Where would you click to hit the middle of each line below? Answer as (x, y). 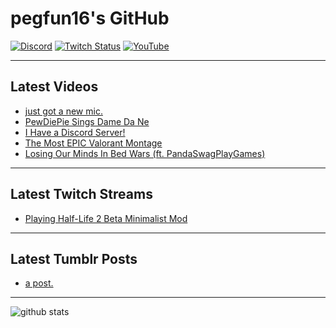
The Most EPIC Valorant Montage (93, 143)
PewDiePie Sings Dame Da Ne (87, 121)
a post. (39, 283)
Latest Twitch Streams (81, 194)
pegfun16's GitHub (90, 18)
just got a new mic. (63, 111)
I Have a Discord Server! (75, 132)
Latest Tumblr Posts (74, 258)
